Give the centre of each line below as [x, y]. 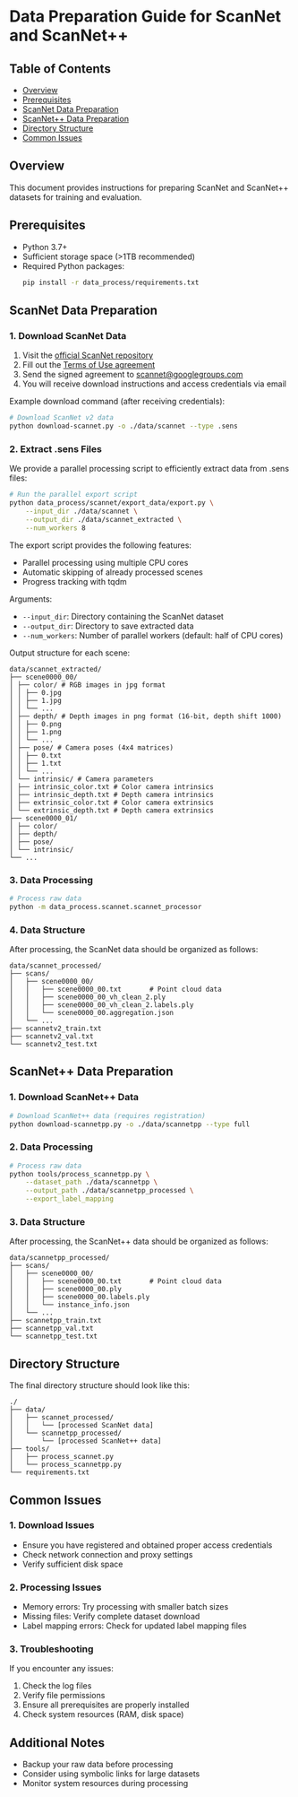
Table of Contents [60, 69]
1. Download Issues [52, 1525]
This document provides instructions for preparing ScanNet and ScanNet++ [149, 187]
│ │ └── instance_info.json [69, 1305]
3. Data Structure [47, 1221]
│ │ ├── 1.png [36, 732]
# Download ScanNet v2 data [62, 418]
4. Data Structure [47, 930]
